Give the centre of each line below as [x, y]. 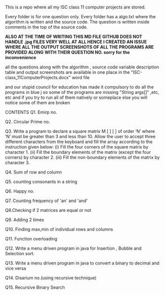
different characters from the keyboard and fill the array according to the [79, 142]
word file [81, 77]
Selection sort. [20, 253]
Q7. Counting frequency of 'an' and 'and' [46, 201]
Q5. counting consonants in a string [41, 182]
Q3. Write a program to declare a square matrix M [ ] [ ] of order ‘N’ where [80, 131]
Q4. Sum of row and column [34, 172]
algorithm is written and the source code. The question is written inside [77, 22]
